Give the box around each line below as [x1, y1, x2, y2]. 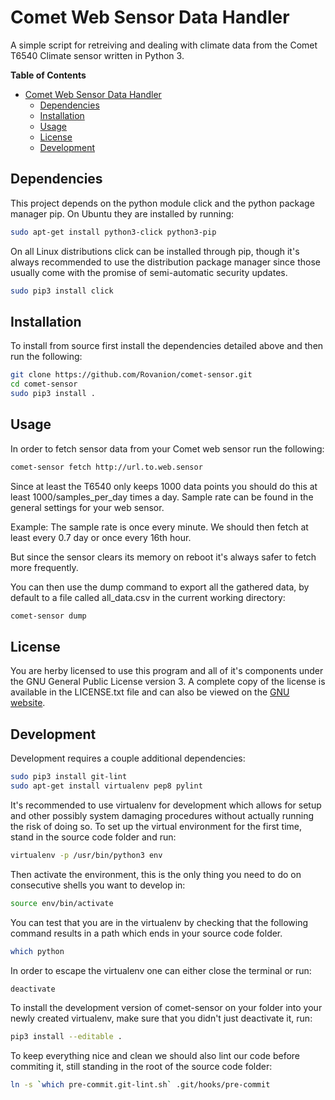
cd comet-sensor [10, 379, 78, 390]
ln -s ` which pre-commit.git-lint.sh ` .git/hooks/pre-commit [10, 1080, 271, 1090]
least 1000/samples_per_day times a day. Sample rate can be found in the [10, 491, 314, 503]
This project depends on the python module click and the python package [10, 197, 315, 209]
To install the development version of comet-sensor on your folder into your [10, 1002, 323, 1014]
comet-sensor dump [10, 611, 87, 621]
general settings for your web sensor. [10, 501, 165, 513]
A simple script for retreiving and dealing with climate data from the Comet [10, 39, 318, 51]
